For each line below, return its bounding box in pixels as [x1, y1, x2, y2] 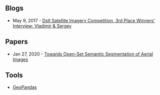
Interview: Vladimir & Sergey [12, 23, 72, 29]
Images [12, 56, 28, 62]
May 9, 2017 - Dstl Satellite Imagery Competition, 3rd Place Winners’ [12, 17, 155, 23]
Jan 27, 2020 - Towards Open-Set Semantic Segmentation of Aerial [12, 51, 153, 57]
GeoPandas [12, 84, 37, 90]
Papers [5, 37, 28, 46]
